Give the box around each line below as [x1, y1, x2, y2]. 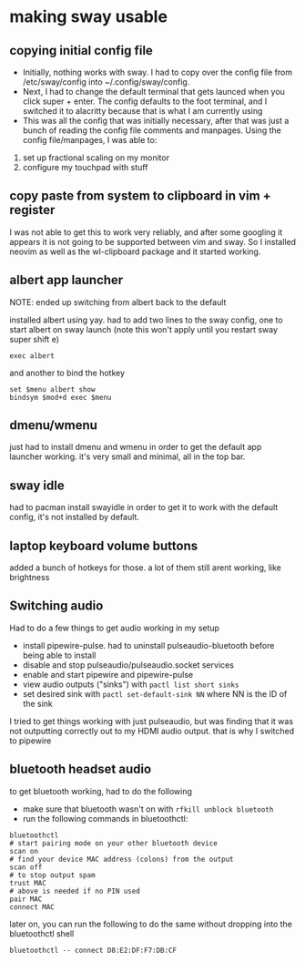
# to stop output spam [9, 870, 96, 880]
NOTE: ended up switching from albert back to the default [9, 296, 227, 307]
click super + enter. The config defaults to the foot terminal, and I [22, 96, 268, 107]
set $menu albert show [9, 384, 96, 394]
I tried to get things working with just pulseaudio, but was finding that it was [9, 715, 294, 726]
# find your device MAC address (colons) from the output [9, 855, 234, 864]
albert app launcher [9, 272, 124, 288]
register [9, 202, 56, 218]
